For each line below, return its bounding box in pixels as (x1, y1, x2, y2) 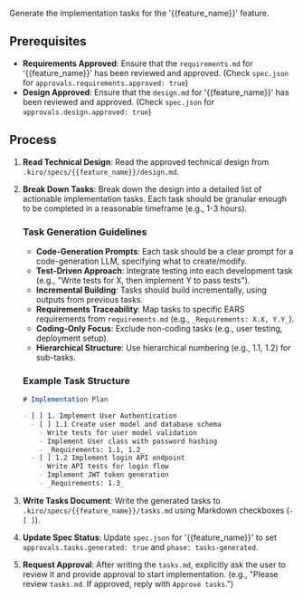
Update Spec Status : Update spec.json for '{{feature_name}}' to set (22, 532, 278, 543)
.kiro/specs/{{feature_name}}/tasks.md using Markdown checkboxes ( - (22, 505, 294, 516)
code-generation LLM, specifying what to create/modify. (35, 256, 248, 266)
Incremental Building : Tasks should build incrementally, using (35, 285, 267, 295)
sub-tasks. (35, 352, 77, 362)
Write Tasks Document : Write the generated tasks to (22, 495, 221, 506)
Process (9, 132, 57, 148)
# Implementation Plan (22, 395, 109, 404)
